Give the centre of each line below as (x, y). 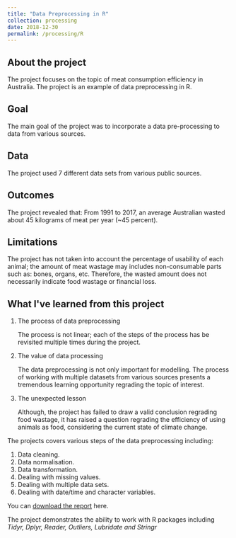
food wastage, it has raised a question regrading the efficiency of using (122, 420)
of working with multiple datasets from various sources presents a (114, 377)
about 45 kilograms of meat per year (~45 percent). (83, 219)
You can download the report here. (58, 506)
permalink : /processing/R (45, 34)
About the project (47, 62)
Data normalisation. (46, 462)
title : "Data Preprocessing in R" (58, 14)
